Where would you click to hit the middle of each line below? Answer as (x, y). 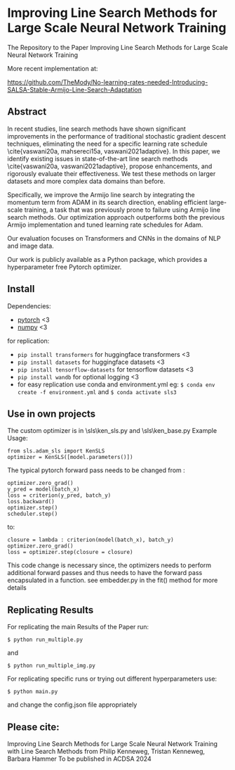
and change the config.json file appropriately (72, 705)
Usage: (18, 438)
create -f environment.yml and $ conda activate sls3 (97, 391)
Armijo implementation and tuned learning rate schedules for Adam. (105, 225)
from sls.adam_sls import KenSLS (56, 451)
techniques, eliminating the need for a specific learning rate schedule (108, 144)
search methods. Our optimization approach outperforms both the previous (116, 217)
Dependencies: (29, 306)
